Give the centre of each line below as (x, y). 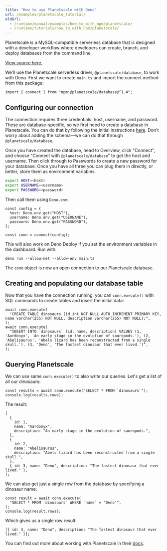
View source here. (24, 63)
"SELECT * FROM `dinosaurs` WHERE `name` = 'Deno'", (66, 503)
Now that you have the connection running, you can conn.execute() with (80, 295)
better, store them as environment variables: (51, 171)
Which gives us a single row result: (41, 521)
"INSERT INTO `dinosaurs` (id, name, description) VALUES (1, (76, 332)
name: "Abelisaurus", (36, 449)
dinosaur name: (21, 489)
